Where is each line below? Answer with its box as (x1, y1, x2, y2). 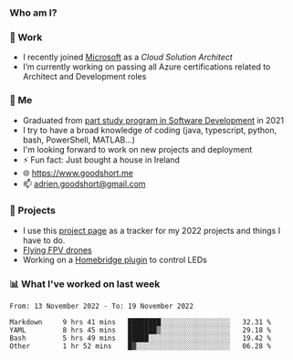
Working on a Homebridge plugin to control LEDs (22, 254, 207, 265)
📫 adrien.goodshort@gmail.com (22, 178, 146, 189)
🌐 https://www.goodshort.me (22, 167, 134, 178)
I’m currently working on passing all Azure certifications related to (22, 61, 271, 72)
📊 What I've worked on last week (9, 277, 161, 290)
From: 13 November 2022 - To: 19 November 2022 (9, 302, 194, 312)
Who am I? (9, 6, 58, 19)
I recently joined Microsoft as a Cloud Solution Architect (22, 52, 233, 63)
